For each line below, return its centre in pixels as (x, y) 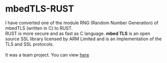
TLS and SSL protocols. (30, 44)
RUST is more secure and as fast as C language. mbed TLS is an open (78, 33)
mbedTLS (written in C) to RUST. (39, 28)
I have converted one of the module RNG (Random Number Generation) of (82, 23)
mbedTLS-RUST (40, 9)
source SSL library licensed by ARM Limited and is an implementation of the (83, 39)
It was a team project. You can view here (47, 55)
